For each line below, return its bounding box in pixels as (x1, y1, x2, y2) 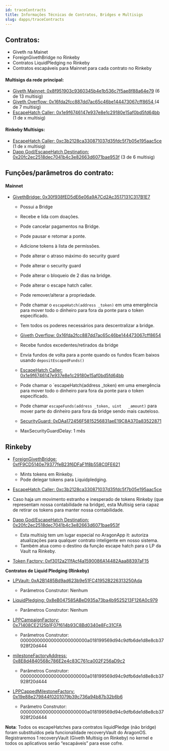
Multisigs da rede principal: (5, 76, 64, 83)
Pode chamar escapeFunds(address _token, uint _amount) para (20, 403, 157, 409)
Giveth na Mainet (12, 49, 48, 55)
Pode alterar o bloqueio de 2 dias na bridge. (20, 272, 112, 279)
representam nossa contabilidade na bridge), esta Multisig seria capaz (12, 502, 159, 507)
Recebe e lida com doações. (20, 214, 80, 220)
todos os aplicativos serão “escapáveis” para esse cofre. (5, 740, 124, 746)
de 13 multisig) (12, 93, 43, 99)
